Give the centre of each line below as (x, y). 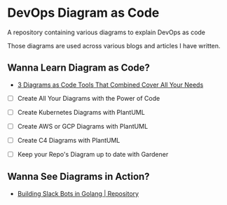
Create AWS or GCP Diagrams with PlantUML (83, 126)
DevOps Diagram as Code (83, 13)
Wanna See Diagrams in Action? (78, 177)
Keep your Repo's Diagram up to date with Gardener (93, 154)
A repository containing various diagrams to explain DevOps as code (106, 32)
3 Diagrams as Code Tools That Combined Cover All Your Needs (110, 85)
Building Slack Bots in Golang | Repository (78, 193)
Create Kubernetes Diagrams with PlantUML (81, 112)
